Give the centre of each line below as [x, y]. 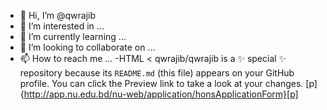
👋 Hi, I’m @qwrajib [58, 15]
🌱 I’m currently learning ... [73, 36]
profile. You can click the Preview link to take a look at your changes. [161, 83]
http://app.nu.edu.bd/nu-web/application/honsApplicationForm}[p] [161, 94]
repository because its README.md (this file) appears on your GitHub [157, 73]
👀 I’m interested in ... [62, 26]
